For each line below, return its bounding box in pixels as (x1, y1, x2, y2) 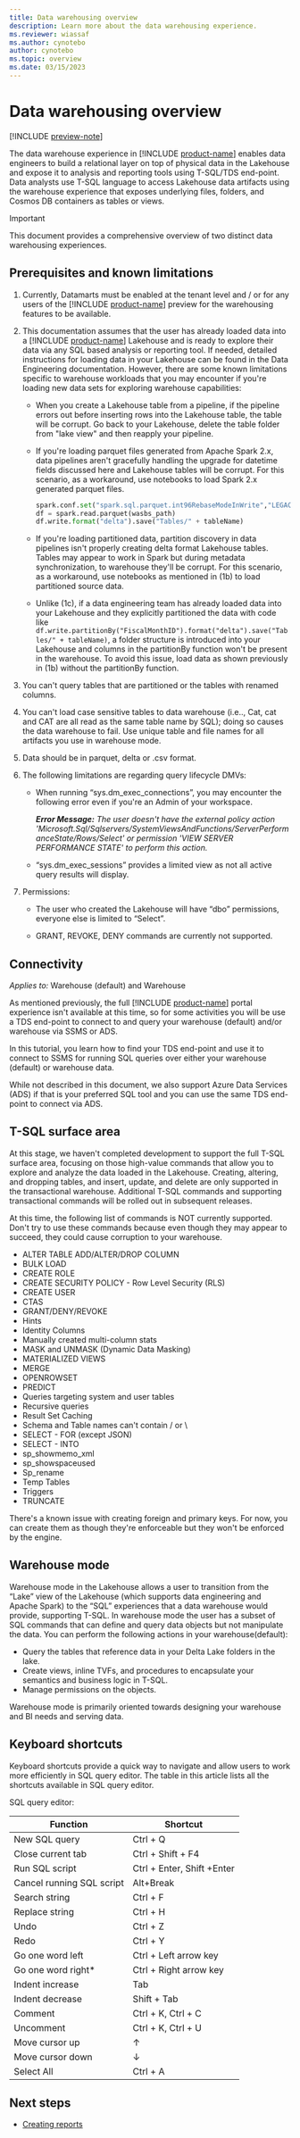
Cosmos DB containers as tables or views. (9, 195, 165, 206)
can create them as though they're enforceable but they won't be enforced (9, 1522, 285, 1533)
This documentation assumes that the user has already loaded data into (21, 325, 287, 336)
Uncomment (13, 2021, 66, 2034)
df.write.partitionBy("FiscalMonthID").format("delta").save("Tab (35, 627, 288, 636)
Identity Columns (21, 1325, 86, 1335)
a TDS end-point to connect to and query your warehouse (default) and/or (9, 1017, 283, 1027)
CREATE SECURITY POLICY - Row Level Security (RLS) (21, 1277, 226, 1288)
